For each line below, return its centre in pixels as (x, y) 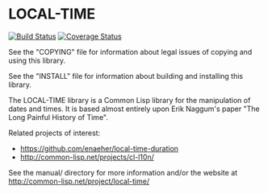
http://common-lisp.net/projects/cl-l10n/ (87, 157)
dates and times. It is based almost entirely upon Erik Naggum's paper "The (134, 109)
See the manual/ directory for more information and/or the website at (123, 172)
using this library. (37, 60)
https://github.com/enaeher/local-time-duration (99, 148)
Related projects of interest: (54, 133)
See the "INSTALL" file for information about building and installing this (126, 76)
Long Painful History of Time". (59, 117)
